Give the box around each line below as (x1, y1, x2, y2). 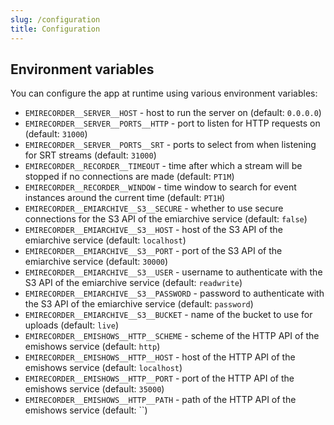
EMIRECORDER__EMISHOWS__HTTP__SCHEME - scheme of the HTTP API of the (24, 330, 320, 342)
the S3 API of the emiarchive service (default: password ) (24, 298, 254, 310)
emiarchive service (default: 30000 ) (24, 256, 169, 268)
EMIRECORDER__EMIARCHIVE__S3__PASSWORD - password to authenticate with (24, 287, 325, 300)
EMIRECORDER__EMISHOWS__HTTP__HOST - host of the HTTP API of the (24, 351, 296, 363)
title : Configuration (10, 24, 101, 34)
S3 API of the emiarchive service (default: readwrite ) (24, 277, 243, 289)
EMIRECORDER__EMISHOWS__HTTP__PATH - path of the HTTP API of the (24, 394, 297, 406)
